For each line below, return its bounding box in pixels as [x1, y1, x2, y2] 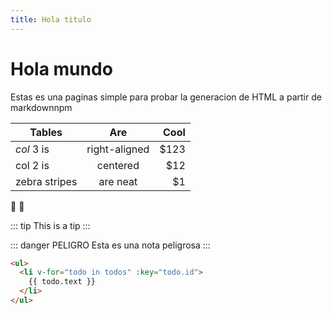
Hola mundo [10, 57, 113, 80]
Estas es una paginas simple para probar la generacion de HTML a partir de [10, 91, 322, 103]
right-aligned [86, 142, 150, 156]
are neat [98, 174, 138, 188]
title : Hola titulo [10, 14, 92, 25]
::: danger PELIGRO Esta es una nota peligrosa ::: [10, 239, 211, 251]
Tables [29, 125, 63, 139]
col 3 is [15, 142, 50, 156]
